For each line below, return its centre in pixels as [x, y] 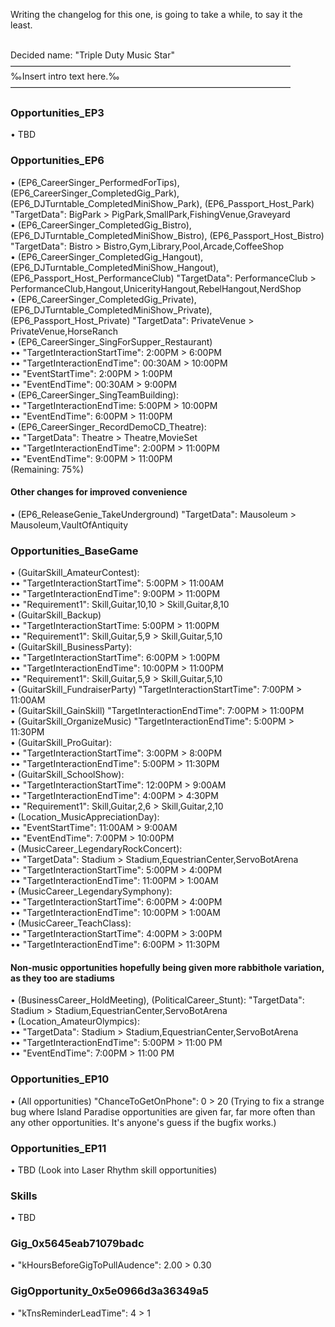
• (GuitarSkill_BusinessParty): [71, 647]
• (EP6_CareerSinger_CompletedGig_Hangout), [107, 256]
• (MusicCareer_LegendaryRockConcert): [96, 849]
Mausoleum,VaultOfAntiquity [69, 525]
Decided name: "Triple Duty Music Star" [93, 55]
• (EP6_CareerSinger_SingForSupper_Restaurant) [111, 341]
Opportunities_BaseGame [74, 551]
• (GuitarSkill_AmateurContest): [75, 573]
